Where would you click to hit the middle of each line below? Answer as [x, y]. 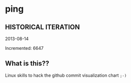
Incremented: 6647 [24, 48]
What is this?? [27, 64]
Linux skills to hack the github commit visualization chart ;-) [66, 75]
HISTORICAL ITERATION [43, 27]
